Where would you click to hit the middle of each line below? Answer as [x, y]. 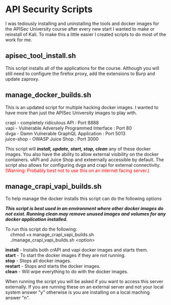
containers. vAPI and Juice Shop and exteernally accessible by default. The [85, 160]
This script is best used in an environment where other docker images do [84, 209]
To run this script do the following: [41, 229]
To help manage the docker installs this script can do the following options [83, 199]
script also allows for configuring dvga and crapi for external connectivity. [83, 165]
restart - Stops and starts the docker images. [53, 266]
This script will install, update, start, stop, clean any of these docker [78, 148]
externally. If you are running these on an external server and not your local [84, 287]
